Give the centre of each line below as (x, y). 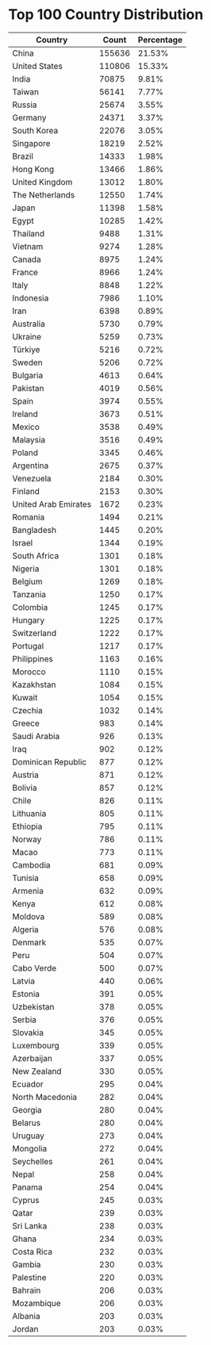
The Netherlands (44, 194)
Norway (27, 839)
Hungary (29, 620)
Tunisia (26, 878)
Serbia (25, 1019)
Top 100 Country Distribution (106, 15)
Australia (29, 324)
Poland (25, 452)
